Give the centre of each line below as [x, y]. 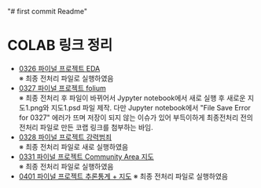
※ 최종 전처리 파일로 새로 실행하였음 [74, 146]
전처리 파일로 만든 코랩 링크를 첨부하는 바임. [86, 127]
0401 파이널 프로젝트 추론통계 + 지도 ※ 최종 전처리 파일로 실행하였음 [123, 176]
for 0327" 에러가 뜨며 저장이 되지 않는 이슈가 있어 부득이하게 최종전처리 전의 [136, 117]
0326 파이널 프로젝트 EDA [59, 68]
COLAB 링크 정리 [60, 45]
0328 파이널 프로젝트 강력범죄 [65, 137]
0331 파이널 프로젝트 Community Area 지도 [86, 157]
